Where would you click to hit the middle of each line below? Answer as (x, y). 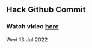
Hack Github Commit (46, 10)
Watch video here (32, 27)
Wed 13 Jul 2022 (27, 39)
